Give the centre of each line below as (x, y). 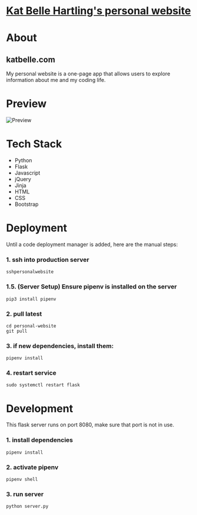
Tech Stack (34, 144)
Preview (26, 104)
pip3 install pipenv (31, 299)
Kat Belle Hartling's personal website (98, 11)
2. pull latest (24, 314)
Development (40, 409)
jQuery (23, 179)
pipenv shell (22, 480)
